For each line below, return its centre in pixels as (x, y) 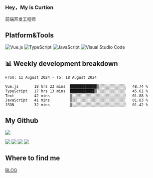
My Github (22, 120)
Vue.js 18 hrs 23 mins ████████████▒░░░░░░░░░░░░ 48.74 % (77, 86)
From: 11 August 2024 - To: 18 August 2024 (51, 77)
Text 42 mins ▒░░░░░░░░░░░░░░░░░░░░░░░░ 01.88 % (77, 96)
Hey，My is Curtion (29, 7)
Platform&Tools (29, 35)
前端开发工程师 (20, 19)
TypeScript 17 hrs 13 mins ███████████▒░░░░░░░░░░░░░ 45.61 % (77, 91)
